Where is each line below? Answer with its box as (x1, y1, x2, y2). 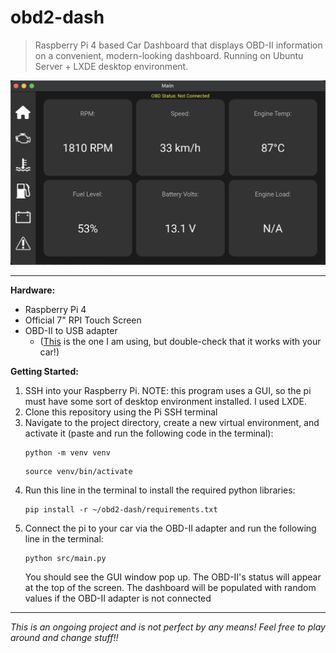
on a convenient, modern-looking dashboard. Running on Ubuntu (34, 49, 304, 61)
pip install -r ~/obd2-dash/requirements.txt (24, 504, 218, 515)
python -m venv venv (24, 447, 111, 458)
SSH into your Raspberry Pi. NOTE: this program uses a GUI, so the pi (24, 384, 312, 396)
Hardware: (10, 284, 56, 296)
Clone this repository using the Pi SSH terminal (24, 406, 218, 418)
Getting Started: (10, 365, 79, 377)
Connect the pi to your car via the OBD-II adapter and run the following (24, 522, 317, 534)
